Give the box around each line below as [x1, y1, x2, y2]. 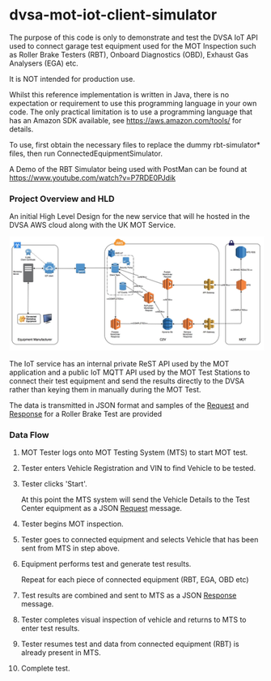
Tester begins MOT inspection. [20, 519, 124, 529]
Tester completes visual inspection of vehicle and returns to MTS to [20, 615, 247, 624]
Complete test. [20, 663, 70, 673]
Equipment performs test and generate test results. [20, 559, 192, 568]
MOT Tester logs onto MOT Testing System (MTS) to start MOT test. [20, 448, 248, 457]
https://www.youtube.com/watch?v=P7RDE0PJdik [9, 173, 176, 182]
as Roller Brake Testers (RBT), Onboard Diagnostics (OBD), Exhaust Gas [9, 49, 249, 59]
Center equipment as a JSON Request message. [20, 503, 183, 512]
